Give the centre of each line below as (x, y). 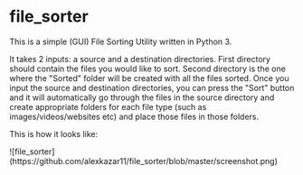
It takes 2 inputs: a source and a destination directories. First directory (140, 59)
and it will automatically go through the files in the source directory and (142, 97)
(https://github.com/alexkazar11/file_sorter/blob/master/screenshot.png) (144, 161)
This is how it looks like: (54, 134)
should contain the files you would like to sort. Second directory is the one (148, 69)
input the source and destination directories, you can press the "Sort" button (152, 87)
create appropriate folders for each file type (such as (108, 106)
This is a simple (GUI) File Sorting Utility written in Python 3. (121, 41)
